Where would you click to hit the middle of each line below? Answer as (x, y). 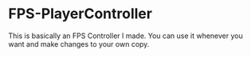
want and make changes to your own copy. (79, 44)
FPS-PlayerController (80, 14)
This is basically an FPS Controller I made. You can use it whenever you (125, 36)
